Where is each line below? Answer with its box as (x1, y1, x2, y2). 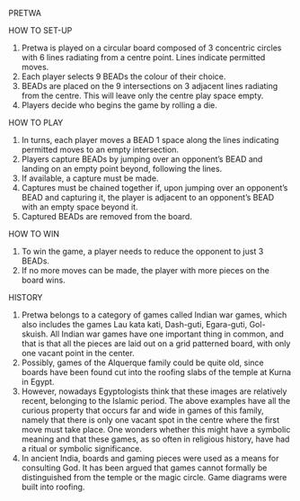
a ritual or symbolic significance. (21, 443, 143, 453)
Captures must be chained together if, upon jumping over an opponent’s (21, 183, 288, 192)
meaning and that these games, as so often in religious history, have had (21, 434, 290, 444)
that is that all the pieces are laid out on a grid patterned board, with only (21, 338, 291, 349)
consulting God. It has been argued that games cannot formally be (21, 462, 268, 473)
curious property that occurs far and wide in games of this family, (21, 405, 264, 416)
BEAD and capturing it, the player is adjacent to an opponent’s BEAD (21, 192, 275, 202)
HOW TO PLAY (8, 117, 64, 128)
